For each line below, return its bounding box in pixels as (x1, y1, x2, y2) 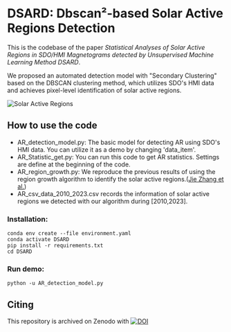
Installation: (7, 214, 48, 224)
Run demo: (7, 264, 45, 274)
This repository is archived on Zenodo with (7, 317, 129, 326)
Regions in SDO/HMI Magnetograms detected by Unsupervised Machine (7, 51, 214, 59)
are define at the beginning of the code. (17, 160, 131, 168)
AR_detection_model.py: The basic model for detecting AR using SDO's (17, 138, 221, 146)
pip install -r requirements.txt (7, 242, 104, 250)
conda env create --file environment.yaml (7, 230, 131, 237)
